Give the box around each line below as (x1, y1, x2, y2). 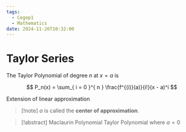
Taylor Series (6, 52, 75, 65)
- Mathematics (12, 20, 47, 26)
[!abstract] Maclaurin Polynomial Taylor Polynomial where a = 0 (21, 119, 181, 126)
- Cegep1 (12, 15, 34, 21)
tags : (6, 8, 20, 15)
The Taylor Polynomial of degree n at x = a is (6, 72, 119, 79)
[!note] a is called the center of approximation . (21, 107, 139, 114)
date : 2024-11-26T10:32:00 (6, 25, 75, 32)
